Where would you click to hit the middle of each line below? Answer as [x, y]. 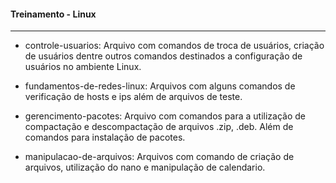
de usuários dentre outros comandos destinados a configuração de [163, 56]
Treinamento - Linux [53, 14]
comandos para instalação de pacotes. [105, 137]
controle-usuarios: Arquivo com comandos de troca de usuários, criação [174, 46]
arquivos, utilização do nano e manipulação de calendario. [145, 167]
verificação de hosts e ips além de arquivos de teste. [133, 97]
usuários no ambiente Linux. [83, 67]
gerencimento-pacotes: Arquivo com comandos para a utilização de [165, 116]
